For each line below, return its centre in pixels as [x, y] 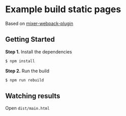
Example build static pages [63, 9]
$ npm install [20, 61]
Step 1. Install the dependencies [39, 51]
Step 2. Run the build [27, 71]
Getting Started [30, 39]
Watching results [33, 96]
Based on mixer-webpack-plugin [39, 23]
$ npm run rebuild [25, 80]
